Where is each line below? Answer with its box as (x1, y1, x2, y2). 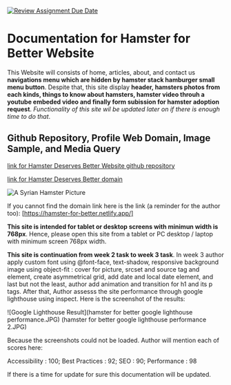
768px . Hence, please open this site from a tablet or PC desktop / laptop (7, 229, 214, 238)
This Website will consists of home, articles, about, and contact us (7, 68, 195, 76)
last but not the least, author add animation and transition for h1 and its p (7, 280, 213, 288)
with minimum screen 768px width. (7, 237, 107, 245)
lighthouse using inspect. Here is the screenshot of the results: (7, 294, 185, 303)
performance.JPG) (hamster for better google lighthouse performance (7, 315, 207, 323)
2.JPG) (7, 322, 28, 331)
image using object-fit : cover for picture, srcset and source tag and (7, 265, 200, 273)
